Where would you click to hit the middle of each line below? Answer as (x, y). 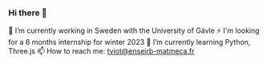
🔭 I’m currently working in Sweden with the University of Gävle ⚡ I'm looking (134, 30)
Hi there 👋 (28, 13)
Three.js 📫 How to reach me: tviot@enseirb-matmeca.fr (101, 51)
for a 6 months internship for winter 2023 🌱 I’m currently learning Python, (129, 42)
